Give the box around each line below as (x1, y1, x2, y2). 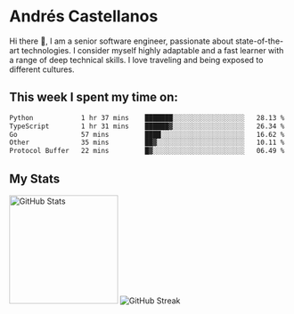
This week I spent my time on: (9, 90, 178, 105)
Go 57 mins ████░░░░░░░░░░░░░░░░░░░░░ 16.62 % (9, 130, 285, 139)
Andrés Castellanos (9, 6, 159, 27)
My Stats (9, 171, 61, 186)
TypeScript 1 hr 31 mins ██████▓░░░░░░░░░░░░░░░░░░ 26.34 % (9, 122, 285, 131)
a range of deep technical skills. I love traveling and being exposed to (9, 54, 264, 65)
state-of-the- (234, 36, 283, 46)
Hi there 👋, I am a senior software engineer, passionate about (9, 36, 234, 46)
